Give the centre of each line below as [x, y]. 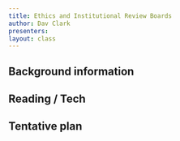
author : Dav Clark [39, 23]
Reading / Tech [47, 99]
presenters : [28, 31]
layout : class [32, 38]
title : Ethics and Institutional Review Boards [90, 16]
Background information [71, 71]
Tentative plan [45, 126]
